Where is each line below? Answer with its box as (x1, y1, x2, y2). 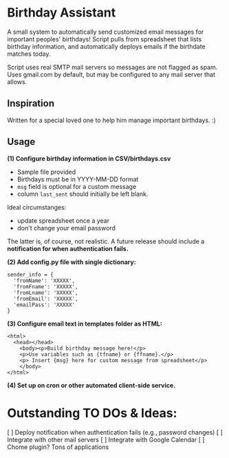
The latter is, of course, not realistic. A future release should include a (7, 237, 205, 246)
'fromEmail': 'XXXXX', (13, 295, 78, 302)
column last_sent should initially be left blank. (17, 190, 149, 198)
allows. (7, 77, 28, 86)
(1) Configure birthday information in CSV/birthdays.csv (7, 154, 171, 163)
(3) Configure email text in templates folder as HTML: (7, 319, 163, 328)
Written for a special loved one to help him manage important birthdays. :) (7, 116, 217, 124)
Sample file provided (17, 168, 76, 176)
